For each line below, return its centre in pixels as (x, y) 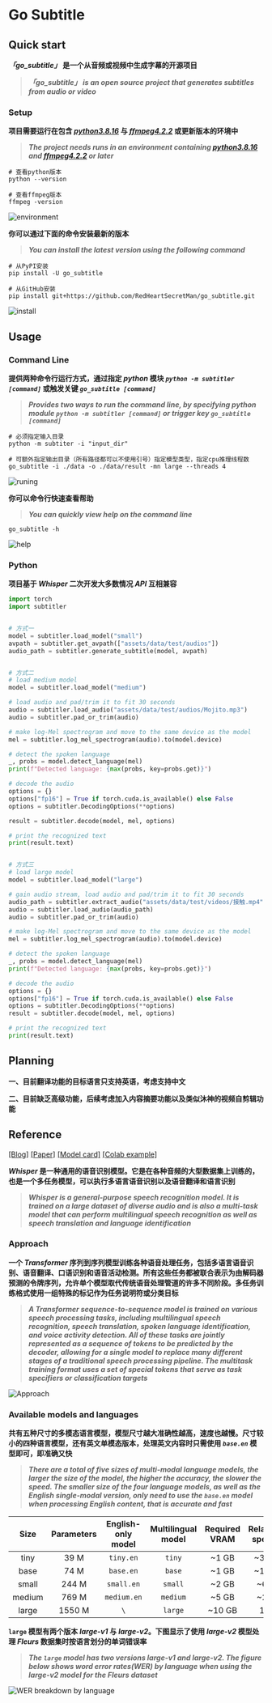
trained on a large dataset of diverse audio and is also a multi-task (143, 1206)
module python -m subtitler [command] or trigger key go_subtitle (139, 413)
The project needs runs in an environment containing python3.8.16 (143, 147)
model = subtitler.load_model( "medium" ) (78, 688)
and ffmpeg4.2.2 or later (71, 156)
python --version (38, 180)
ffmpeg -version (36, 202)
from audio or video (62, 91)
